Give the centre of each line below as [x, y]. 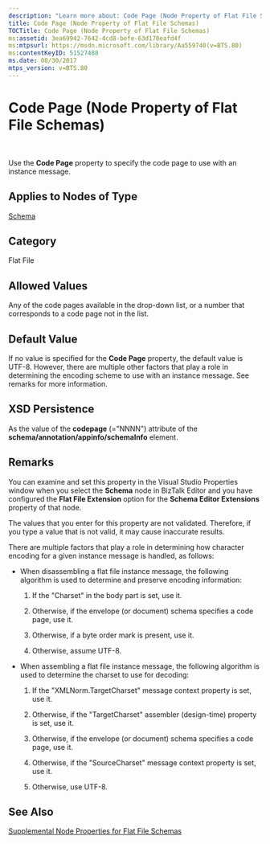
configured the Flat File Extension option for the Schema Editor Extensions [134, 498]
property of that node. [45, 507]
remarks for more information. [58, 383]
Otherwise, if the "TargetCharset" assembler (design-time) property [144, 714]
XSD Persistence [51, 410]
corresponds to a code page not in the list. [79, 313]
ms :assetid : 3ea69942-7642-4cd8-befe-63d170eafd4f [95, 38]
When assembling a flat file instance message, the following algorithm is [139, 666]
